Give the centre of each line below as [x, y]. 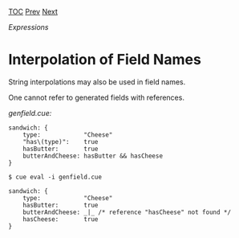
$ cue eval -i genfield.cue [55, 177]
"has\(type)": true [61, 142]
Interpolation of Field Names [105, 60]
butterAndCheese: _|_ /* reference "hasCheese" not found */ [127, 212]
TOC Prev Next [33, 12]
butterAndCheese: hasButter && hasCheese [93, 156]
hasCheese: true [61, 219]
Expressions [28, 27]
